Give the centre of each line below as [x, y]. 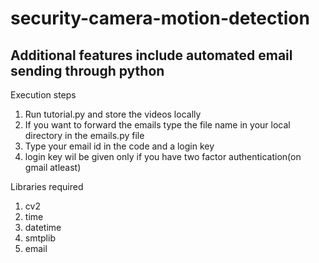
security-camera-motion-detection [160, 18]
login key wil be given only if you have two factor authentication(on [163, 156]
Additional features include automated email [151, 55]
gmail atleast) [53, 167]
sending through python [87, 70]
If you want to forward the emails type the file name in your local [157, 125]
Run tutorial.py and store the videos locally [113, 114]
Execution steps [43, 95]
